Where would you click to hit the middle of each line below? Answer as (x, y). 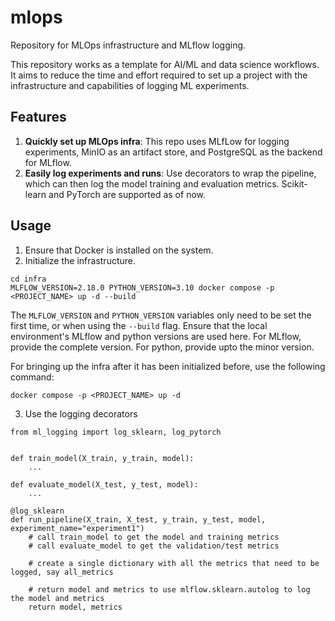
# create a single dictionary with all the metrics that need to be (174, 563)
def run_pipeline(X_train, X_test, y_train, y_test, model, (138, 519)
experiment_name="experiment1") (77, 528)
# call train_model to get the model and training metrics (154, 537)
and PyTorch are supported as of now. (127, 194)
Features (38, 117)
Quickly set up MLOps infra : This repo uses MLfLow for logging (157, 141)
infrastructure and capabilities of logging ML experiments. (130, 85)
